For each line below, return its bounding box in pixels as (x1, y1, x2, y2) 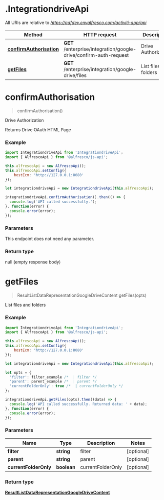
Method (23, 31, 43, 38)
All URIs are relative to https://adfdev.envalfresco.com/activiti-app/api (5, 20, 147, 25)
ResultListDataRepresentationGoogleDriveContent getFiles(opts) (17, 292, 147, 298)
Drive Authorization (5, 117, 44, 123)
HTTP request (83, 31, 117, 38)
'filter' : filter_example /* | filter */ (9, 375, 97, 380)
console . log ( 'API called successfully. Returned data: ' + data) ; (9, 402, 147, 406)
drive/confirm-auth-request (63, 51, 129, 58)
